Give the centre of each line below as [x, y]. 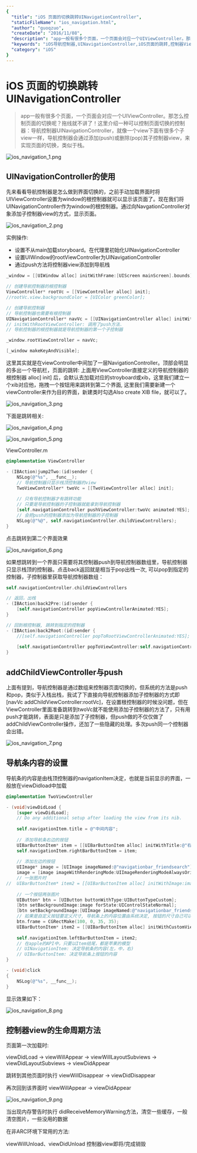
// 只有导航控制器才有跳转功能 [49, 499]
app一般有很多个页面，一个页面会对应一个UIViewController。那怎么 [102, 115]
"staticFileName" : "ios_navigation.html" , [64, 22]
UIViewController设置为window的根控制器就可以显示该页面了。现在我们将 [95, 199]
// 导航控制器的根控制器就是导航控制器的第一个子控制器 [64, 330]
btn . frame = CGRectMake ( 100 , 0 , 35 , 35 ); [68, 921]
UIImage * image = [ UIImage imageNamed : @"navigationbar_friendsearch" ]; [106, 867]
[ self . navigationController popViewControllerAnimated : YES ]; [93, 609]
